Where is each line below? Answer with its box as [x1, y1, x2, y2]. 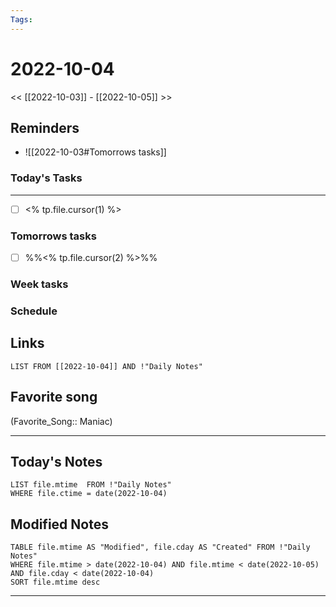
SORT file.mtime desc [10, 577, 101, 588]
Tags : [10, 14, 33, 25]
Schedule [10, 304, 58, 318]
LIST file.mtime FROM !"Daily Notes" [10, 480, 172, 490]
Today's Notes [10, 453, 103, 470]
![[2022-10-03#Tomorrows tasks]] [24, 146, 167, 158]
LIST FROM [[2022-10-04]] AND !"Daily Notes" [10, 361, 203, 371]
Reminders [10, 119, 80, 136]
